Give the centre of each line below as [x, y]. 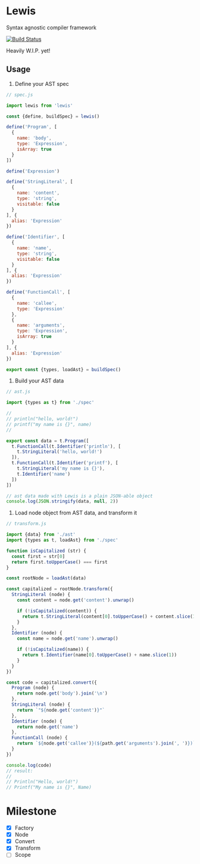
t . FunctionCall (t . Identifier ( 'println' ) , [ [66, 446]
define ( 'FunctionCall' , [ [38, 292]
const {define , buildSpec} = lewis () [53, 116]
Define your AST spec [42, 84]
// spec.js [20, 95]
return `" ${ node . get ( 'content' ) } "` [61, 710]
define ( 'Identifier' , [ [36, 237]
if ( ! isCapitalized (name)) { [53, 649]
